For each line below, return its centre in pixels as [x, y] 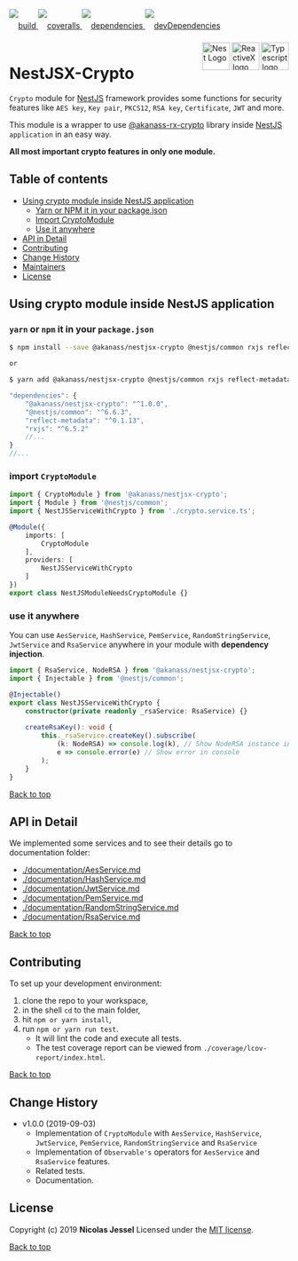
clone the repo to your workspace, [85, 1001]
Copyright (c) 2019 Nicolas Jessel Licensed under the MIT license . [132, 1229]
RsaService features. [73, 1161]
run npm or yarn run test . [70, 1029]
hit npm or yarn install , [67, 1020]
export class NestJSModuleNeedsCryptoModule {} [99, 593]
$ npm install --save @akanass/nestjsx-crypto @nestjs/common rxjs [137, 348]
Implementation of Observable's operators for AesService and [147, 1152]
